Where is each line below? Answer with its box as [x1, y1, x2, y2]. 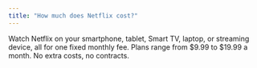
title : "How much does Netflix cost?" [8, 11, 138, 20]
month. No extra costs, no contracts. [8, 50, 130, 60]
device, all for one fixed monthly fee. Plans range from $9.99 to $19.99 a [8, 42, 248, 52]
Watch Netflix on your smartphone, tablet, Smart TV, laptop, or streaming [8, 34, 250, 43]
